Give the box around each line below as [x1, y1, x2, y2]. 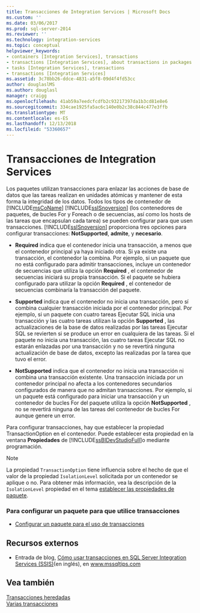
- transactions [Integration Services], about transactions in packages [6, 59, 192, 65]
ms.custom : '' [6, 14, 42, 20]
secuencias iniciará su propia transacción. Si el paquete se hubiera [14, 273, 181, 281]
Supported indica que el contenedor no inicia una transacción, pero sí [14, 297, 189, 305]
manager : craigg [6, 93, 47, 99]
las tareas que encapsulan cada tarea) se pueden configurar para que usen [6, 217, 193, 224]
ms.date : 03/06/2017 [6, 20, 58, 26]
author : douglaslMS [6, 82, 55, 88]
